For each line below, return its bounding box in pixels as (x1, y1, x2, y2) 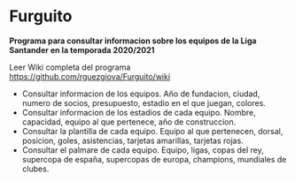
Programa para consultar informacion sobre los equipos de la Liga (9, 35, 257, 46)
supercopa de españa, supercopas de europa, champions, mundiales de (21, 154, 287, 164)
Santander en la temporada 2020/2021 (9, 44, 155, 55)
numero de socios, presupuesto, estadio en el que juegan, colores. (21, 97, 266, 108)
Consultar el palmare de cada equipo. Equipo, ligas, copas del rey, (21, 144, 264, 155)
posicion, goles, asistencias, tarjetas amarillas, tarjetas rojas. (21, 135, 244, 146)
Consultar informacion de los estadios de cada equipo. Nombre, (21, 107, 257, 117)
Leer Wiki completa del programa (9, 62, 131, 72)
